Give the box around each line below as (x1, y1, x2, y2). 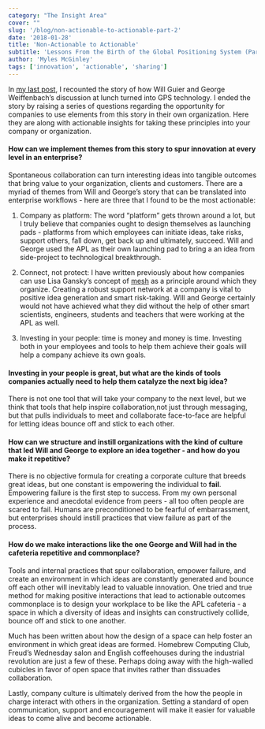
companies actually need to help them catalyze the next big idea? (8, 376, 228, 386)
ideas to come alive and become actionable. (8, 713, 151, 723)
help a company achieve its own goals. (19, 350, 146, 359)
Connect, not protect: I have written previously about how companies (19, 267, 244, 277)
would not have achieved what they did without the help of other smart (19, 301, 250, 311)
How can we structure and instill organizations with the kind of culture (8, 437, 243, 446)
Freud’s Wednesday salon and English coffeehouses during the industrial (8, 648, 244, 657)
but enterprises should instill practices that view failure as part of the (8, 513, 232, 523)
